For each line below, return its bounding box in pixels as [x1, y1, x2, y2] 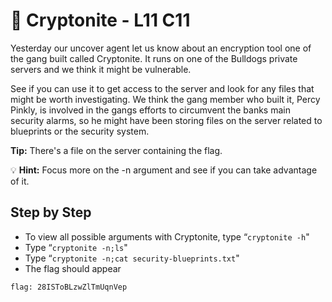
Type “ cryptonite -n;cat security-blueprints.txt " [24, 252, 240, 264]
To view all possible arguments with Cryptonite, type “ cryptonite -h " [24, 230, 310, 243]
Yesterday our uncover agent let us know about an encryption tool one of [10, 42, 312, 54]
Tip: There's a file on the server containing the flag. [10, 144, 223, 156]
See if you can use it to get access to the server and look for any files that [10, 82, 315, 94]
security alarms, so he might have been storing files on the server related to [10, 114, 323, 126]
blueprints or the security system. [10, 125, 150, 137]
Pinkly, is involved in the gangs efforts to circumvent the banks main [10, 104, 291, 116]
